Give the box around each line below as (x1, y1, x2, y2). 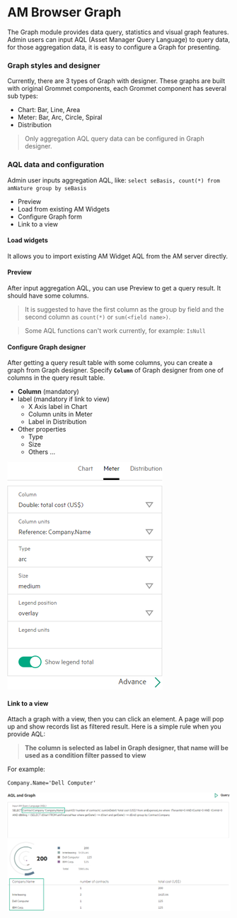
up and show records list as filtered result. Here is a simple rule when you (7, 722, 221, 731)
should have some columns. (7, 291, 90, 300)
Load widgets (7, 236, 48, 245)
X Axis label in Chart (28, 403, 88, 411)
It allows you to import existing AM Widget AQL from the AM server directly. (7, 251, 229, 260)
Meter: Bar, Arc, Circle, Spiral (17, 113, 103, 121)
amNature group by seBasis (7, 185, 87, 192)
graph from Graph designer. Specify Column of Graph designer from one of (7, 366, 224, 375)
